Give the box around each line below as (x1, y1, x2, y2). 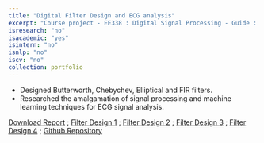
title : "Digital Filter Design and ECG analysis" (8, 11, 176, 20)
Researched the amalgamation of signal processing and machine (19, 93, 232, 103)
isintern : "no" (8, 41, 59, 49)
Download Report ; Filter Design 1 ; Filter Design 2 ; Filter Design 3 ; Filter (8, 117, 247, 127)
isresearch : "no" (8, 26, 66, 34)
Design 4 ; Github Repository (8, 126, 103, 135)
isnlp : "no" (8, 48, 48, 56)
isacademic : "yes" (8, 33, 69, 42)
